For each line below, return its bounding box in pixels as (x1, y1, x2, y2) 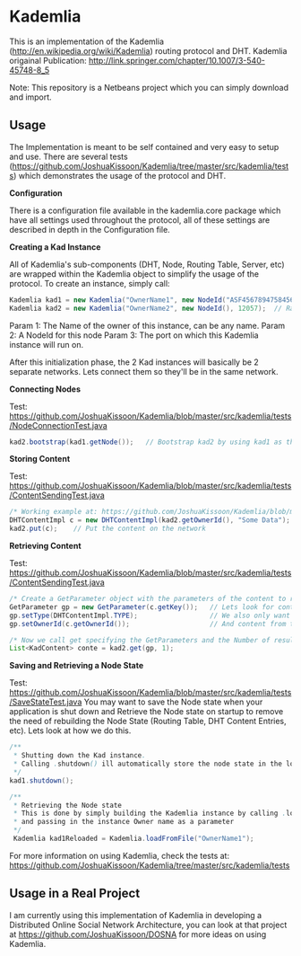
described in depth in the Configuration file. (9, 224, 170, 235)
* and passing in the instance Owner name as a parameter (13, 818, 235, 827)
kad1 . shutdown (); (9, 775, 74, 785)
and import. (9, 92, 52, 102)
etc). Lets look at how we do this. (9, 725, 132, 736)
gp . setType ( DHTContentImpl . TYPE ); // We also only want (9, 611, 291, 620)
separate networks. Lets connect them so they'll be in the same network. (9, 366, 279, 376)
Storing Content (9, 454, 71, 465)
